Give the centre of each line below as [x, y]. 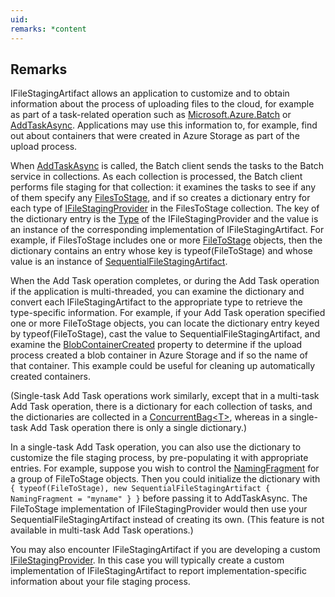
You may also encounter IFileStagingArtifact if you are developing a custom [165, 550]
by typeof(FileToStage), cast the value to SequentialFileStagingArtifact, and [165, 334]
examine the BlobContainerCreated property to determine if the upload [156, 345]
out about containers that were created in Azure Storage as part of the [155, 136]
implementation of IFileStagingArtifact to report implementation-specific [158, 571]
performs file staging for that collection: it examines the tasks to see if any [163, 187]
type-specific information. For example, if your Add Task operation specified [168, 313]
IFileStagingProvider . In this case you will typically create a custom [147, 560]
